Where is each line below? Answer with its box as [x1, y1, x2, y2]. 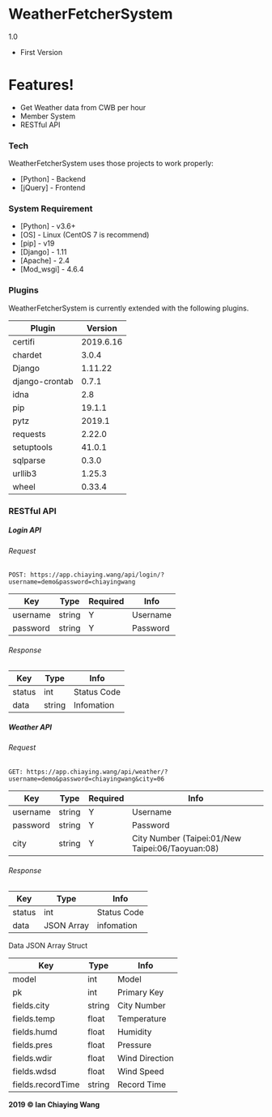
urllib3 [12, 468, 37, 479]
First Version [19, 47, 63, 57]
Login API [8, 525, 42, 535]
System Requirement [8, 203, 93, 215]
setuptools [12, 441, 53, 452]
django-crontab [12, 375, 74, 387]
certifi [12, 336, 35, 347]
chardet [12, 349, 42, 361]
